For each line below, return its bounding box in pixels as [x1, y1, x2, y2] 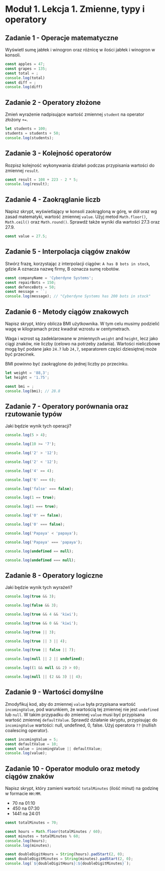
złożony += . [5, 117, 28, 123]
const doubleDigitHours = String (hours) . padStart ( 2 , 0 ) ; [5, 852, 125, 857]
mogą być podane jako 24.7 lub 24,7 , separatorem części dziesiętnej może [5, 346, 157, 352]
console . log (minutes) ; [5, 843, 52, 848]
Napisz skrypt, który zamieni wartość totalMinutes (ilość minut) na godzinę [5, 785, 159, 791]
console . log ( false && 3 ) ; [5, 603, 58, 608]
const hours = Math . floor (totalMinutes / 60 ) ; [5, 829, 102, 834]
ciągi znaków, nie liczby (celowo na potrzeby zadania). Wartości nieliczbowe [5, 340, 160, 347]
